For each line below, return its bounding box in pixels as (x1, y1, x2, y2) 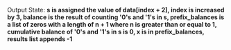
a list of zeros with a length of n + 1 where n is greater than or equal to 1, (7, 21, 217, 28)
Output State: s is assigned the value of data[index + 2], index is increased (7, 6, 225, 14)
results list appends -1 (7, 35, 73, 43)
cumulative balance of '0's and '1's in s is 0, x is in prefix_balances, (7, 27, 205, 36)
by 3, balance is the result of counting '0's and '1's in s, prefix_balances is (7, 13, 225, 21)
